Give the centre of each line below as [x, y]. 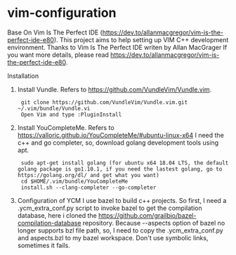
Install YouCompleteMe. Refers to [66, 127]
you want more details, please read [58, 55]
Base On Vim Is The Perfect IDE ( [55, 32]
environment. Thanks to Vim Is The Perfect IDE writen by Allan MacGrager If [117, 47]
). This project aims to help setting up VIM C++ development [141, 39]
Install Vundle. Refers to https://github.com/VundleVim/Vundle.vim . [114, 89]
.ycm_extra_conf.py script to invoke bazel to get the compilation [110, 208]
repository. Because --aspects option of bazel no [154, 223]
